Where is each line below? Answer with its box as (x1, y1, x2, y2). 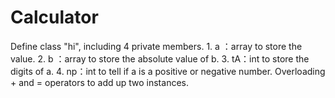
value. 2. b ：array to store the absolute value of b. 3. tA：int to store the (10, 52, 310, 65)
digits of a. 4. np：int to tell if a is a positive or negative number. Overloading (10, 65, 326, 77)
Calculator (10, 6, 99, 29)
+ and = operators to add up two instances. (10, 76, 189, 88)
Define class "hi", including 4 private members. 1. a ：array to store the (10, 40, 303, 52)
